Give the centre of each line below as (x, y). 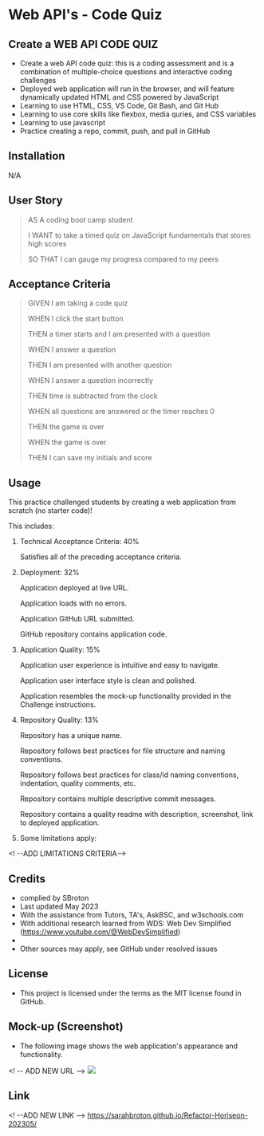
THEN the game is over (66, 427)
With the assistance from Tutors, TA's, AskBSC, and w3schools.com (132, 915)
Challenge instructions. (58, 704)
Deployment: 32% (49, 573)
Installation (37, 156)
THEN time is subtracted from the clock (93, 396)
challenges (38, 80)
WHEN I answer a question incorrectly (91, 381)
